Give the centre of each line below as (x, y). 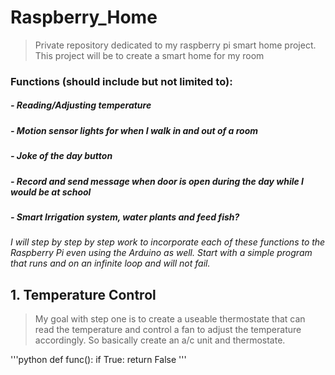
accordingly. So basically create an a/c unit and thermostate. (160, 340)
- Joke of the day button (61, 156)
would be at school (51, 192)
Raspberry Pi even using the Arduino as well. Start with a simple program (161, 253)
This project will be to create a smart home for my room (149, 55)
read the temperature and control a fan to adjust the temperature (168, 330)
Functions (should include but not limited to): (121, 81)
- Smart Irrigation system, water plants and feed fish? (125, 217)
